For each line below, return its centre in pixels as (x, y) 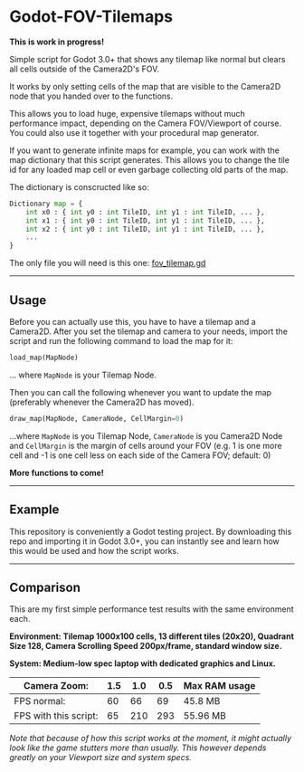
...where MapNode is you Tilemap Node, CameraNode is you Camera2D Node (146, 435)
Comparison (45, 587)
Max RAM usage (219, 686)
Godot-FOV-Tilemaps (91, 17)
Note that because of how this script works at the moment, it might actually (151, 739)
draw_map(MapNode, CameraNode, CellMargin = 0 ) (96, 418)
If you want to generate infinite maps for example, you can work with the (145, 150)
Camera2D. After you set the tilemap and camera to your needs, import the (148, 331)
